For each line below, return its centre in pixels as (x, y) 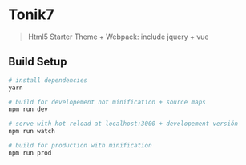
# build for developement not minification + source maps (107, 102)
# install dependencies (48, 80)
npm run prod (30, 153)
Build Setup (38, 62)
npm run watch (32, 132)
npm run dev (28, 109)
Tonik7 (31, 15)
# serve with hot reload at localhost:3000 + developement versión (123, 124)
